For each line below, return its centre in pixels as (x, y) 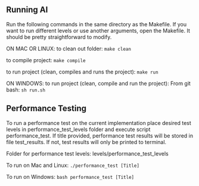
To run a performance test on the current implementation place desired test (99, 123)
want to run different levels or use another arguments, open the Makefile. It (98, 31)
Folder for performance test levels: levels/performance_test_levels (87, 153)
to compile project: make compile (46, 60)
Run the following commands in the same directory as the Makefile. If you (97, 24)
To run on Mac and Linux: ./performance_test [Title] (73, 165)
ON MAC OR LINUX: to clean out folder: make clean (69, 48)
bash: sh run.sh (26, 90)
